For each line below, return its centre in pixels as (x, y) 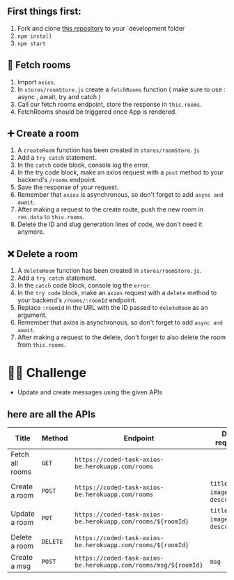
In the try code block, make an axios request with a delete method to (117, 293)
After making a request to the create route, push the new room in (110, 209)
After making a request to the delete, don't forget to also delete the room (122, 337)
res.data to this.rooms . (51, 217)
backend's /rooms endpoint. (57, 180)
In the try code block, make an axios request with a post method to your (120, 172)
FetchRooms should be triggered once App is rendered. (97, 112)
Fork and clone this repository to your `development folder (101, 28)
